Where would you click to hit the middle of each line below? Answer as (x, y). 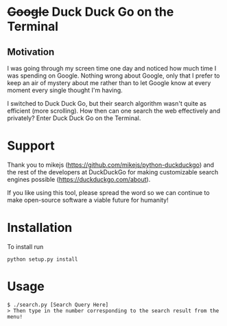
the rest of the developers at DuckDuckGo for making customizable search (113, 172)
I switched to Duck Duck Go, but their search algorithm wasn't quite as (107, 103)
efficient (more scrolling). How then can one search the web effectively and (114, 111)
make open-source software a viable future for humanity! (88, 200)
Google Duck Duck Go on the (91, 12)
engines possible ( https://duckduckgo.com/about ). (79, 179)
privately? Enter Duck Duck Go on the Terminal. (74, 118)
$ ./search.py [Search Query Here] (58, 305)
